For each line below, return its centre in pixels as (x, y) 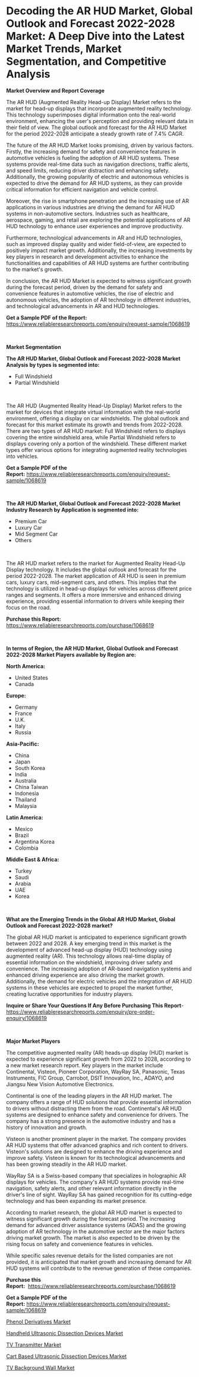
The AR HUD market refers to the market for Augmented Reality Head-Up (96, 563)
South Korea (30, 768)
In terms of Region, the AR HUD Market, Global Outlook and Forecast (92, 648)
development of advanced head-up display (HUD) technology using (89, 950)
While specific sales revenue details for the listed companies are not (90, 1255)
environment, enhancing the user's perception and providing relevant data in (100, 121)
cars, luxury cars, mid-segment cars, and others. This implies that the (91, 582)
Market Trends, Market (64, 49)
